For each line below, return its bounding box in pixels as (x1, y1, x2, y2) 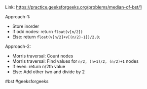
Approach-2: (5, 44, 31, 49)
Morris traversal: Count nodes (12, 53, 73, 59)
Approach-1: (5, 14, 31, 19)
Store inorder (12, 23, 39, 29)
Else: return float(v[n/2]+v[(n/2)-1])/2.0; (12, 34, 101, 40)
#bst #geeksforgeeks (5, 79, 49, 84)
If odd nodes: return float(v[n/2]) (12, 29, 83, 34)
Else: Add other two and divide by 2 (12, 69, 85, 75)
